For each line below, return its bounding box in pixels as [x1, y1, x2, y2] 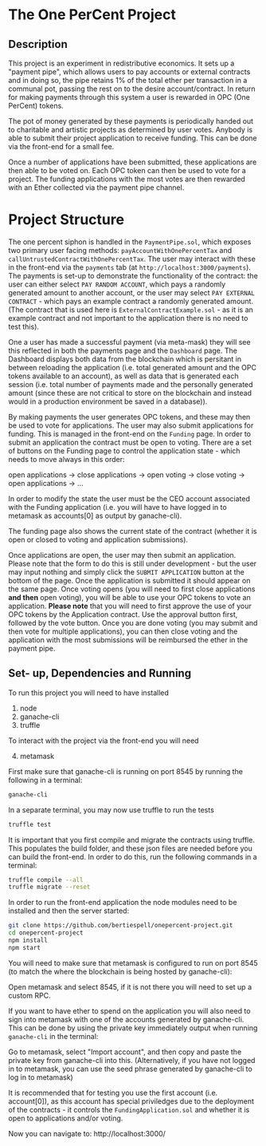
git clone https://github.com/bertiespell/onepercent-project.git [8, 922, 233, 930]
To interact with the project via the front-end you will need [8, 736, 199, 745]
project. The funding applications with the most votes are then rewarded [8, 174, 245, 184]
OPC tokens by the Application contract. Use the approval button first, [8, 609, 238, 619]
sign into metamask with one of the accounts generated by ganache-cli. [8, 1014, 244, 1024]
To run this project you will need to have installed [8, 688, 170, 697]
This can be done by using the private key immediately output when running [8, 1023, 258, 1033]
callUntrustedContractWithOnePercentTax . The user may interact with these [8, 254, 256, 263]
